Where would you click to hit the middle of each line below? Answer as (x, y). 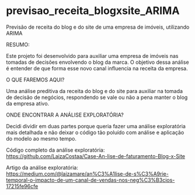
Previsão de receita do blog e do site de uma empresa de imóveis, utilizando (98, 27)
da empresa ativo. (28, 103)
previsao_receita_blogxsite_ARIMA (93, 11)
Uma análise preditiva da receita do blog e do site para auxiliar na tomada (94, 91)
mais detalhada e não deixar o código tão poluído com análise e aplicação (95, 132)
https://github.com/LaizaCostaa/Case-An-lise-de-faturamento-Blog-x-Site (96, 156)
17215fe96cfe (22, 186)
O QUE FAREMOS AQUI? (35, 80)
